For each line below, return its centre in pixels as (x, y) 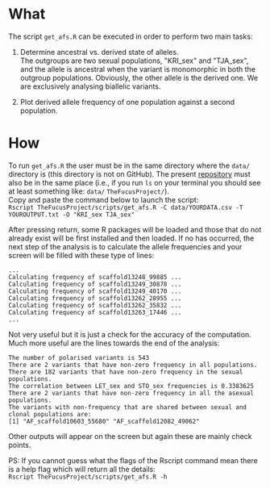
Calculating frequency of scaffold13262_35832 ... (95, 305)
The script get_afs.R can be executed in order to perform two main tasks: (131, 36)
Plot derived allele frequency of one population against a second (127, 102)
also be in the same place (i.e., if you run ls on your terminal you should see (135, 182)
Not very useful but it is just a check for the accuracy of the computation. (130, 334)
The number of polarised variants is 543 (79, 357)
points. (20, 445)
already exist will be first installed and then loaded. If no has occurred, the (131, 238)
